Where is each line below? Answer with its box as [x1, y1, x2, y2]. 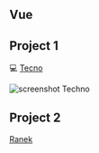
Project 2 [9, 110, 61, 125]
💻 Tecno [9, 62, 43, 73]
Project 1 [9, 38, 58, 53]
